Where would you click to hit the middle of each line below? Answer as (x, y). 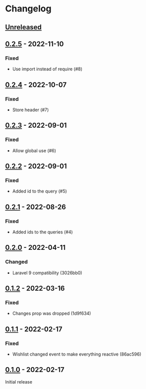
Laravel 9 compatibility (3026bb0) (47, 273)
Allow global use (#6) (34, 151)
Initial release (19, 382)
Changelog (28, 9)
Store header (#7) (31, 110)
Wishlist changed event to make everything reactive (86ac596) (77, 354)
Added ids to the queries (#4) (42, 232)
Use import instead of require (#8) (47, 69)
